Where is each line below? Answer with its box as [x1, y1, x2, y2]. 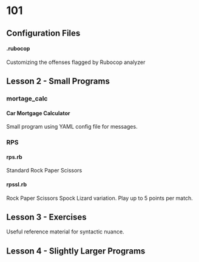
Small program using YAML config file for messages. [6, 123, 138, 130]
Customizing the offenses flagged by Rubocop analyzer [6, 58, 146, 66]
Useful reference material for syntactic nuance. [6, 228, 124, 235]
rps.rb [6, 153, 22, 160]
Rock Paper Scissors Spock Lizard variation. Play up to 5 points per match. [6, 194, 193, 202]
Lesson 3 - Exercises [6, 212, 87, 222]
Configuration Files [6, 28, 81, 38]
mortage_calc [6, 94, 48, 103]
